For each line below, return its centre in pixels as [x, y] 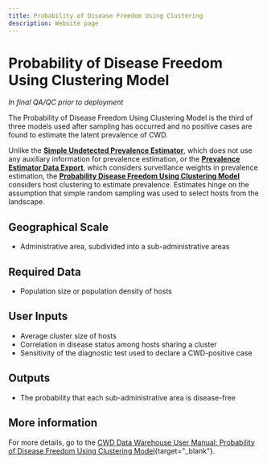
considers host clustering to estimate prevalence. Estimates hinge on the [129, 185]
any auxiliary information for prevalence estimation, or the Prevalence [124, 159]
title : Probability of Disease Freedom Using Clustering [106, 16]
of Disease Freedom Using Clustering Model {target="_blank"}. [112, 450]
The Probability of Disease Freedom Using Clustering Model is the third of [131, 118]
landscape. [27, 202]
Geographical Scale [58, 227]
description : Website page [53, 23]
